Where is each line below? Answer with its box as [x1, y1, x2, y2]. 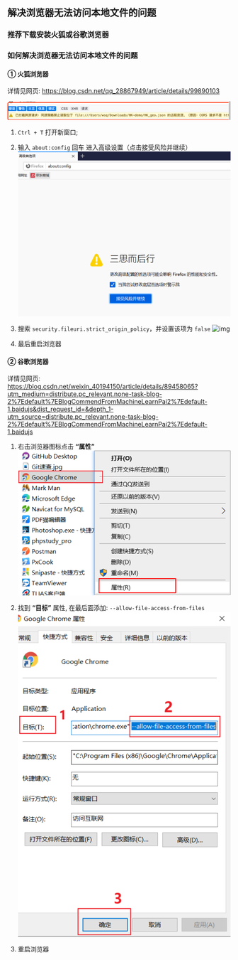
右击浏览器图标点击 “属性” [17, 442, 95, 451]
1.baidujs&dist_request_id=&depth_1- [7, 405, 114, 414]
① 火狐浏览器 [7, 70, 49, 78]
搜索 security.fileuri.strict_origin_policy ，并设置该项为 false [17, 324, 211, 333]
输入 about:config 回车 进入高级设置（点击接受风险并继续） [17, 143, 192, 151]
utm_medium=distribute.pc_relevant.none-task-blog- [7, 390, 163, 398]
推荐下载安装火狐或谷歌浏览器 [7, 30, 110, 40]
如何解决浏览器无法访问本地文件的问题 [7, 50, 138, 60]
